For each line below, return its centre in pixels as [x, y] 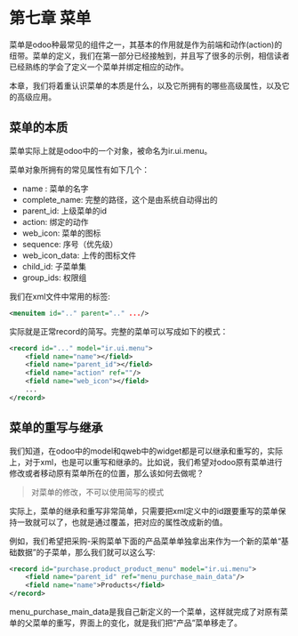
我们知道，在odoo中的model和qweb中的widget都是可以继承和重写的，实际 [146, 451]
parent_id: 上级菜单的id [64, 211]
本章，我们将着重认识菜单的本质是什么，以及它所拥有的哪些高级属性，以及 [145, 85]
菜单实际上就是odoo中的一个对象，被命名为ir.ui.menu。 [111, 150]
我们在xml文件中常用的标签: [60, 296]
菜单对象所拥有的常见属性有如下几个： [79, 169]
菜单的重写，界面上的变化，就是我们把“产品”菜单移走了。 [137, 623]
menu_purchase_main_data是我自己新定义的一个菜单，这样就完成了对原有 [145, 612]
